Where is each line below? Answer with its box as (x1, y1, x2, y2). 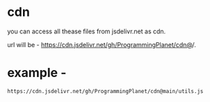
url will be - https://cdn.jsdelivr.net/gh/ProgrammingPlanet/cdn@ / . (7, 40, 197, 49)
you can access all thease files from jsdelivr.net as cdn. (7, 27, 166, 35)
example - (7, 65, 67, 80)
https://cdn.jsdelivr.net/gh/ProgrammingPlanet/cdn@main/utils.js (7, 87, 204, 94)
